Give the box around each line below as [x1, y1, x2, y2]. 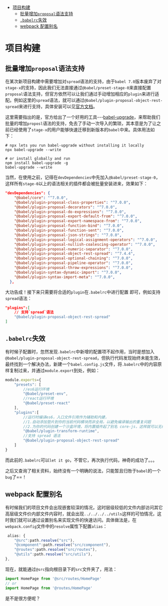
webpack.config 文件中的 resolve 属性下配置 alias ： [5, 523, 107, 529]
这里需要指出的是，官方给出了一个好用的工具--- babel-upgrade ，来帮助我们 [5, 114, 160, 120]
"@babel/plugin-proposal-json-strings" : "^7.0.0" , [14, 232, 122, 237]
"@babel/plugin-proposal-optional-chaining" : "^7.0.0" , [14, 256, 133, 261]
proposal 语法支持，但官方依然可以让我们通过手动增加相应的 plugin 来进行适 [5, 91, 159, 97]
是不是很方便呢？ [5, 595, 40, 601]
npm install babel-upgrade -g [5, 161, 68, 166]
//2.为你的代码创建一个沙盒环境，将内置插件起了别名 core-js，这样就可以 [23, 424, 158, 429]
